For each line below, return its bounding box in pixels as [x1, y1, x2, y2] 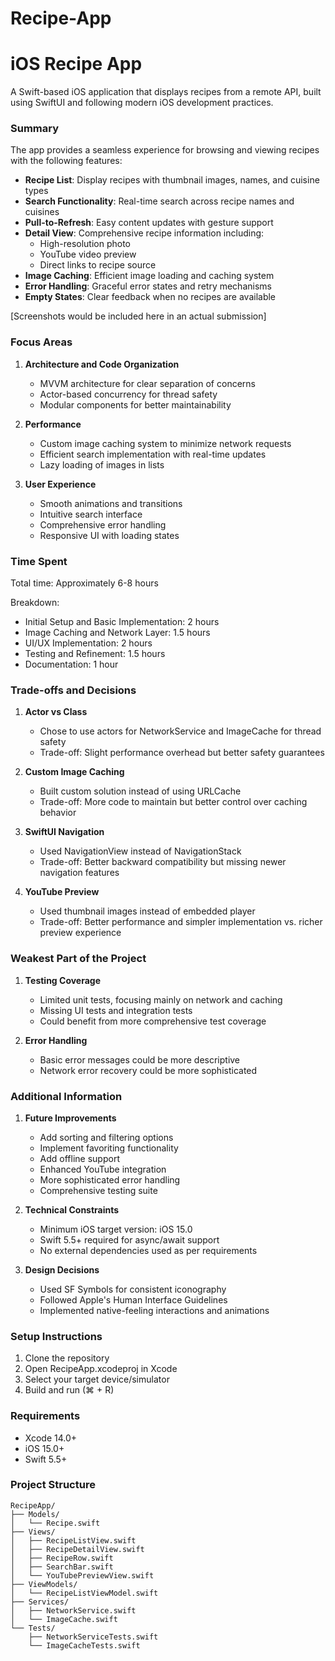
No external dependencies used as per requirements [39, 1244, 258, 1256]
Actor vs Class [24, 706, 88, 718]
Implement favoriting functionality [39, 1142, 179, 1154]
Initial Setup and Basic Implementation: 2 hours [24, 616, 220, 628]
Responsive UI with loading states [39, 529, 180, 541]
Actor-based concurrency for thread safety [39, 388, 218, 400]
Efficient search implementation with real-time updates [39, 448, 267, 460]
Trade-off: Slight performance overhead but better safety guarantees [39, 747, 325, 759]
